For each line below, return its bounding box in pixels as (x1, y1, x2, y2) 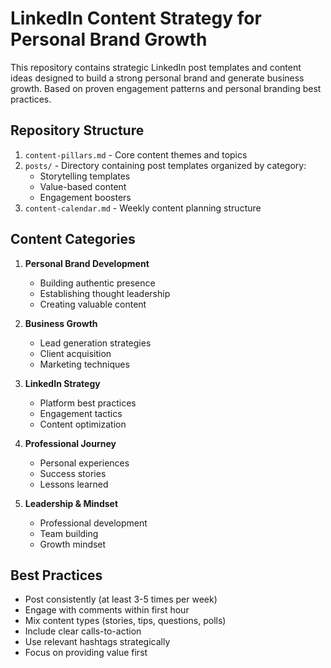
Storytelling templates (39, 170, 131, 182)
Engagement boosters (39, 191, 132, 203)
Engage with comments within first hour (24, 604, 190, 616)
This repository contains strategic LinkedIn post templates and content (10, 61, 302, 73)
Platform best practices (39, 397, 137, 409)
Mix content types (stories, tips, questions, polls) (24, 615, 227, 627)
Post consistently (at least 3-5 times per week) (24, 593, 218, 606)
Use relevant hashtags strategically (24, 636, 171, 648)
